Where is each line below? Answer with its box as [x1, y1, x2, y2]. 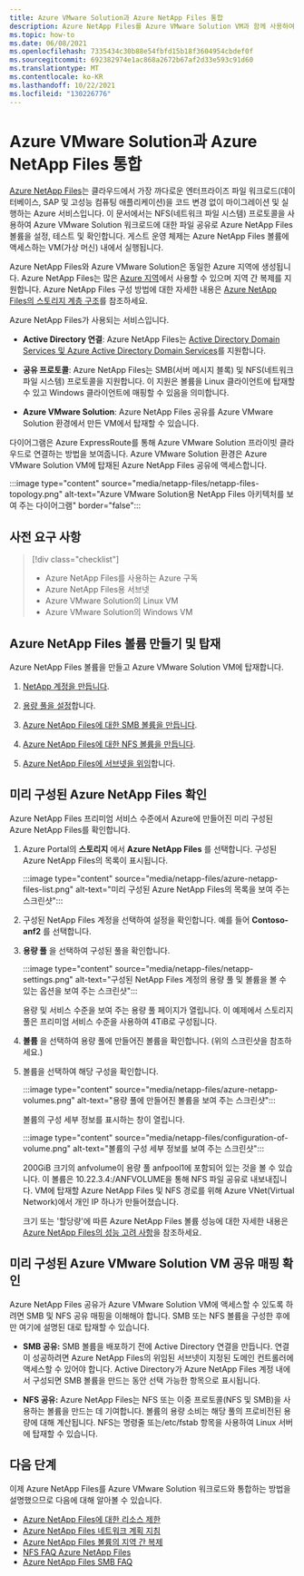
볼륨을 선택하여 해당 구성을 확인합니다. [22, 1065, 159, 1076]
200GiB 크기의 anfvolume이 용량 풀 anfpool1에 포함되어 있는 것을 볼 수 [22, 1162, 277, 1173]
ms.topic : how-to [9, 30, 75, 39]
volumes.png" [22, 1094, 75, 1105]
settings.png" [22, 974, 74, 984]
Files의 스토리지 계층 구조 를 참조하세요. [9, 296, 148, 307]
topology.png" [9, 489, 64, 500]
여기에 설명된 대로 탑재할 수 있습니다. [18, 1321, 150, 1332]
